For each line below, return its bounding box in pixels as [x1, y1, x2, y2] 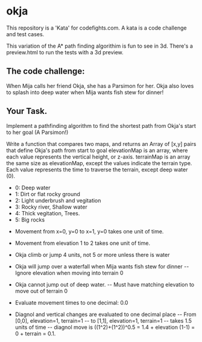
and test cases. [6, 30, 45, 37]
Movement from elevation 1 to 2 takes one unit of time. [14, 239, 151, 247]
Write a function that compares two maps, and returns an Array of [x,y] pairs [6, 140, 197, 147]
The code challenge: [6, 66, 85, 77]
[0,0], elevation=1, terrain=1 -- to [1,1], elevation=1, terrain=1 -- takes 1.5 [14, 317, 192, 324]
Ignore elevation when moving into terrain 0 [14, 269, 124, 276]
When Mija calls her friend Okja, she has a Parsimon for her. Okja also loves [6, 82, 194, 89]
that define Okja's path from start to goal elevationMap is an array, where [6, 147, 188, 154]
